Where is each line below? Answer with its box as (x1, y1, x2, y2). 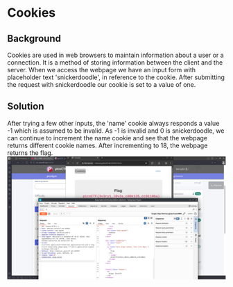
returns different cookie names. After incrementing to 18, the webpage (7, 141, 208, 149)
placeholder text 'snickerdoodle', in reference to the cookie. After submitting (7, 73, 225, 81)
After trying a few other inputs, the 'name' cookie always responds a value (7, 119, 220, 127)
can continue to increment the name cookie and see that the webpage (7, 133, 208, 142)
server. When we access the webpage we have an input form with (7, 66, 196, 74)
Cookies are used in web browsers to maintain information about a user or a (7, 51, 224, 59)
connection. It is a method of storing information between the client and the (7, 58, 223, 67)
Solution (7, 101, 44, 113)
